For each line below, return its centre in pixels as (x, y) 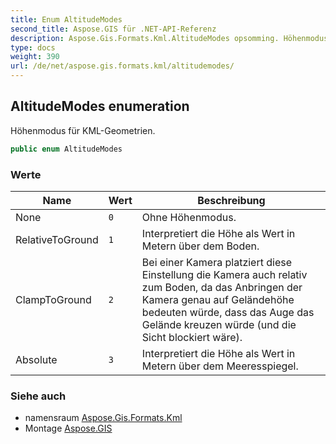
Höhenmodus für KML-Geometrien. (83, 130)
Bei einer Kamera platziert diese (216, 262)
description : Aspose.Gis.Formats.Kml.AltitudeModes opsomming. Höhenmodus (169, 38)
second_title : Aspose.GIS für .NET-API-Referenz (113, 29)
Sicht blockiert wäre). (192, 337)
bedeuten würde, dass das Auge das (228, 312)
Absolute (36, 359)
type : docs (33, 47)
